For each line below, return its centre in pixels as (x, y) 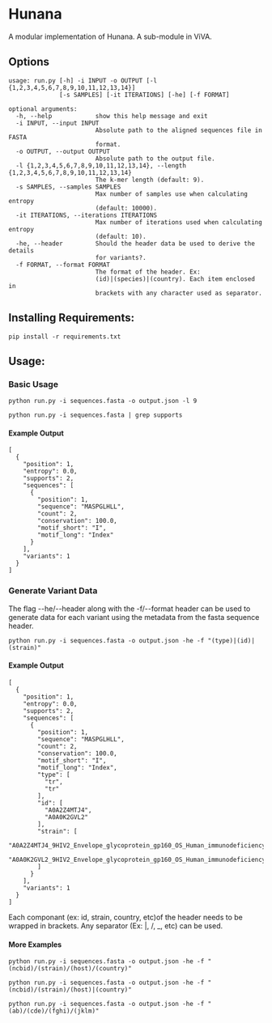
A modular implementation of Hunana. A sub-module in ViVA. (110, 36)
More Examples (35, 944)
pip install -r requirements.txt (65, 337)
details (21, 250)
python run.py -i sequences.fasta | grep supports (96, 415)
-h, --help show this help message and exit (112, 116)
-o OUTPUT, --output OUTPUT (63, 151)
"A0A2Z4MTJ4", (68, 810)
